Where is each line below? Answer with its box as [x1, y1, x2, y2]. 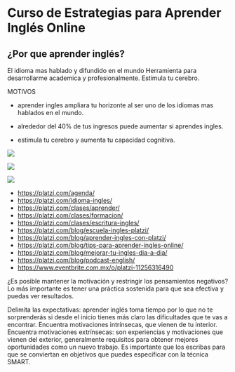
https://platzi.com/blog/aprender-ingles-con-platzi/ [17, 234, 166, 241]
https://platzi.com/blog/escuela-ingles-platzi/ [17, 226, 149, 234]
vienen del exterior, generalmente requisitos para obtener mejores [7, 336, 199, 343]
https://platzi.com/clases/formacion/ [17, 211, 123, 219]
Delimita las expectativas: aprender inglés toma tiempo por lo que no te [7, 305, 213, 314]
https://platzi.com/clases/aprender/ [17, 204, 121, 212]
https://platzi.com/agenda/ [17, 189, 95, 197]
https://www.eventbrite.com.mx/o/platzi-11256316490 [17, 263, 174, 272]
